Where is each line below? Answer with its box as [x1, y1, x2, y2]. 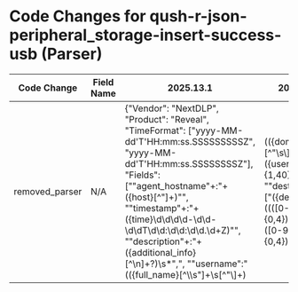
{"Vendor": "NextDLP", [124, 102, 219, 114]
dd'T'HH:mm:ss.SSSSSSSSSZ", [124, 135, 255, 147]
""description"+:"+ [124, 235, 202, 248]
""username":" [186, 257, 248, 270]
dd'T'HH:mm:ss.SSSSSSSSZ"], [124, 157, 254, 170]
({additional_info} [124, 246, 197, 258]
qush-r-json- [149, 6, 247, 27]
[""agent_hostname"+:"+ [124, 179, 229, 192]
